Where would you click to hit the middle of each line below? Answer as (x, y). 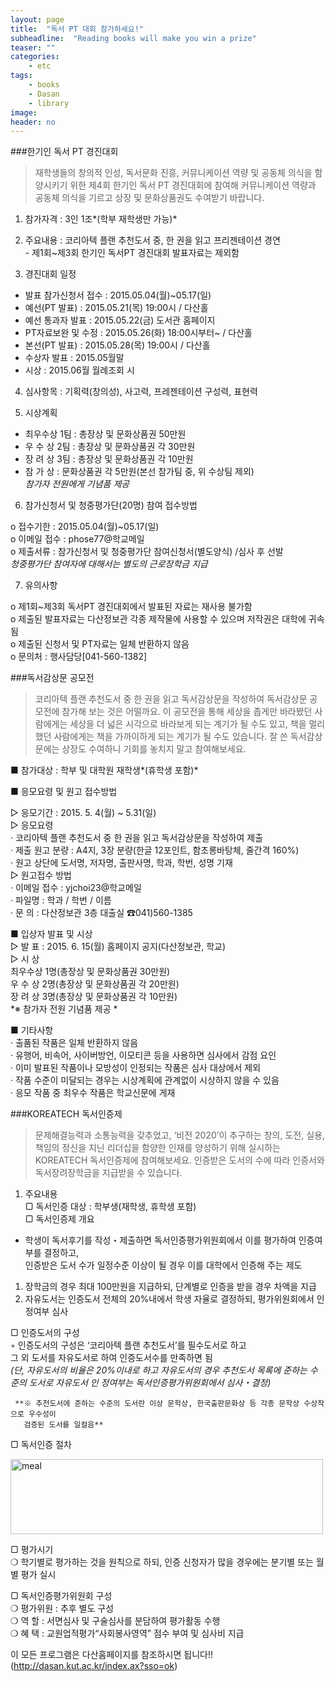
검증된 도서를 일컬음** (63, 1425)
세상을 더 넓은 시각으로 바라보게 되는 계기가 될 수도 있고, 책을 (188, 724)
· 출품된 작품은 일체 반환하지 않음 (74, 1043)
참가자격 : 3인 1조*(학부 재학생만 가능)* (101, 219)
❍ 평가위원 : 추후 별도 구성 (62, 1608)
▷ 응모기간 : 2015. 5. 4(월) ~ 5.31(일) (83, 813)
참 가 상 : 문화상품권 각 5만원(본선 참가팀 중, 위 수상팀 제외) (139, 472)
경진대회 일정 (50, 274)
